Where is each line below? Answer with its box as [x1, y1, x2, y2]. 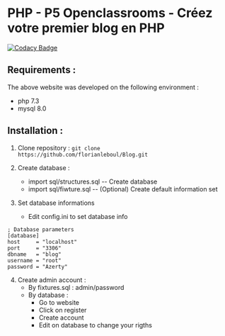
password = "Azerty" [7, 263, 69, 270]
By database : [28, 291, 69, 299]
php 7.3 [17, 96, 40, 105]
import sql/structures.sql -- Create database [28, 177, 158, 186]
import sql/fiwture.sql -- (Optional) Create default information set [28, 184, 218, 193]
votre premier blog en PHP [7, 20, 165, 36]
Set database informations [17, 198, 95, 207]
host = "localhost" [7, 238, 78, 245]
